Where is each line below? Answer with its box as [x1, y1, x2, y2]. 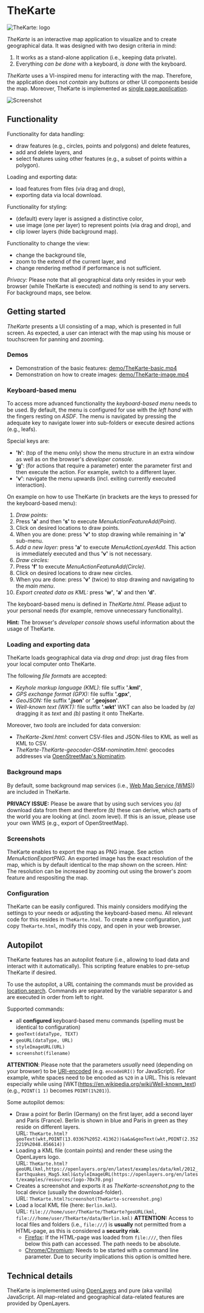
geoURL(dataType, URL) [15, 1037, 73, 1044]
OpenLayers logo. [15, 1153, 61, 1161]
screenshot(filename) [15, 1051, 70, 1057]
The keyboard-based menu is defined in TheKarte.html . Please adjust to [7, 600, 187, 608]
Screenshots [7, 834, 46, 843]
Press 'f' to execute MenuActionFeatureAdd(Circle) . [15, 563, 146, 571]
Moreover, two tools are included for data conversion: [7, 722, 141, 729]
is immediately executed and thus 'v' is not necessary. [15, 550, 152, 557]
